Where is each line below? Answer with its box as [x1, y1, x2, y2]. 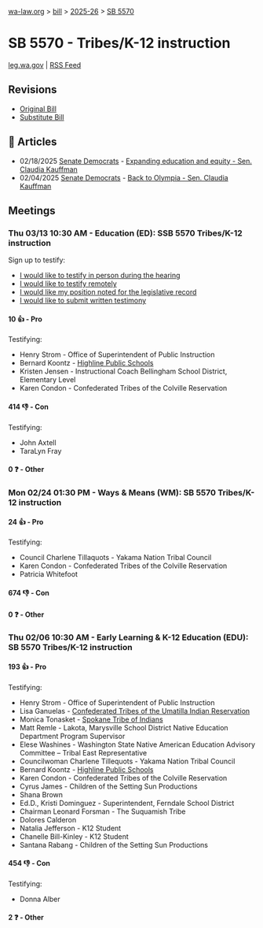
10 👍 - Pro [8, 314, 42, 324]
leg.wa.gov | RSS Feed [8, 60, 82, 69]
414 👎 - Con [8, 402, 49, 412]
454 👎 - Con [8, 859, 51, 868]
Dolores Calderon [19, 815, 77, 824]
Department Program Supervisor [19, 731, 126, 741]
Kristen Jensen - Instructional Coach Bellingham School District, [19, 366, 228, 377]
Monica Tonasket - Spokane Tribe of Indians [19, 715, 163, 724]
